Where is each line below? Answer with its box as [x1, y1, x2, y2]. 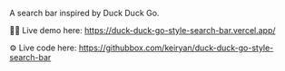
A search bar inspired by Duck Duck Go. [9, 8, 160, 18]
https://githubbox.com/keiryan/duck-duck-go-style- [78, 42, 274, 53]
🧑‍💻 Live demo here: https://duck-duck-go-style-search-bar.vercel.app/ [9, 25, 276, 35]
